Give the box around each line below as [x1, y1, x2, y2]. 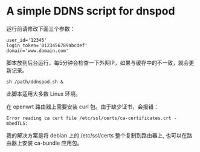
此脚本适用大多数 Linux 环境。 [6, 90, 82, 97]
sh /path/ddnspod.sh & [6, 79, 63, 85]
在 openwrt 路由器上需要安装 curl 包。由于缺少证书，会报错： [6, 103, 159, 110]
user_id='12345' [6, 37, 47, 43]
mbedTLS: [6, 120, 28, 127]
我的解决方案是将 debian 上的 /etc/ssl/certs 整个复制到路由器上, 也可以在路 [6, 131, 192, 139]
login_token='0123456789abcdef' [6, 42, 88, 48]
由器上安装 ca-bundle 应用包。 [6, 139, 83, 147]
